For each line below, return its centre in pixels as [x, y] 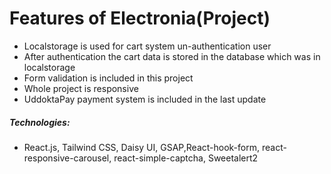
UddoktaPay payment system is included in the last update [145, 99]
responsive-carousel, [67, 158]
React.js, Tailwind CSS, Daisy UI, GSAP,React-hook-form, [141, 147]
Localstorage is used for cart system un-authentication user [147, 46]
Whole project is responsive [81, 88]
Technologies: [40, 122]
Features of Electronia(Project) [140, 18]
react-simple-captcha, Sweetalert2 [186, 158]
